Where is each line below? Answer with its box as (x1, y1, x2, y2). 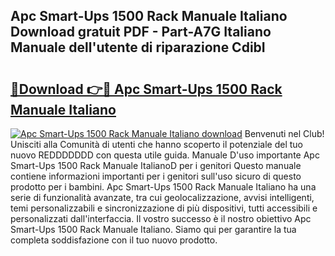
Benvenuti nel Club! (244, 128, 325, 139)
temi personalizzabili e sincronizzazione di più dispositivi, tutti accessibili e (10, 202, 318, 214)
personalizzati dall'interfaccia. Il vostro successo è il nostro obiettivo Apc (10, 213, 312, 224)
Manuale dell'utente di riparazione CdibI (10, 39, 266, 56)
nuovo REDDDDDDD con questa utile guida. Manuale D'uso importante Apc (10, 149, 320, 161)
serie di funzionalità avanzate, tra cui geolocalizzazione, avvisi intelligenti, (10, 192, 315, 203)
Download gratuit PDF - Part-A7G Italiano (10, 24, 272, 41)
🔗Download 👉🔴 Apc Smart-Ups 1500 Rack (10, 80, 283, 98)
